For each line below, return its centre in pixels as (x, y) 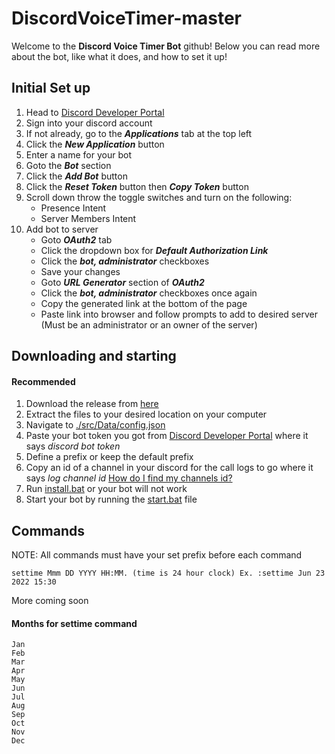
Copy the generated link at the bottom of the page (144, 303)
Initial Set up (51, 88)
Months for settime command (74, 623)
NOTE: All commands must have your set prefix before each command (157, 555)
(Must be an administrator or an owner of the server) (149, 324)
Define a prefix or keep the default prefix (109, 457)
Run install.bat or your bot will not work (106, 489)
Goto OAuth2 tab (76, 239)
